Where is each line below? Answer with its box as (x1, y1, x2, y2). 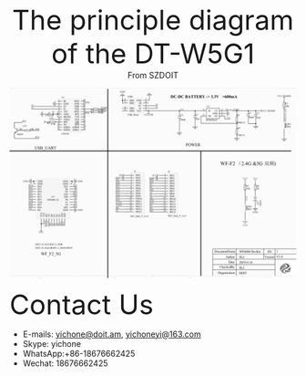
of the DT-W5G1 (51, 37, 255, 70)
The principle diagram (12, 3, 294, 37)
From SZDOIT (127, 70, 179, 80)
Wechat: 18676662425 (22, 358, 108, 369)
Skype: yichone (22, 338, 82, 349)
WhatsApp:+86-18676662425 (22, 348, 136, 359)
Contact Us (9, 287, 154, 321)
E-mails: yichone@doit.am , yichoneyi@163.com (22, 329, 202, 339)
